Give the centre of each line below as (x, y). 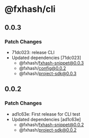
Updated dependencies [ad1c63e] (46, 119)
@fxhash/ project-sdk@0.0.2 (48, 130)
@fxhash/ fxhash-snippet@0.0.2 (51, 125)
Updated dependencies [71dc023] (46, 58)
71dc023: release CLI (33, 52)
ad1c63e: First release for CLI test (46, 114)
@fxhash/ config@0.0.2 (43, 68)
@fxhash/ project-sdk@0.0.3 (48, 73)
